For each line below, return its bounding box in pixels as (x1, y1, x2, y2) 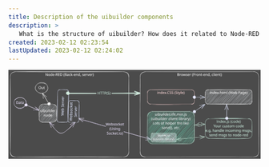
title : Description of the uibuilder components (8, 13, 174, 21)
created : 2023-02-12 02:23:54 (8, 38, 110, 46)
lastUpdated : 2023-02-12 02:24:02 (8, 46, 124, 55)
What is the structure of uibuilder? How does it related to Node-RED (18, 30, 260, 38)
